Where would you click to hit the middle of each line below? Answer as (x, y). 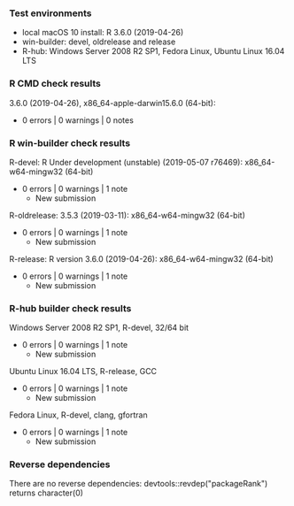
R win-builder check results (70, 142)
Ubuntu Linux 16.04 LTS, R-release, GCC (83, 372)
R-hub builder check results (70, 308)
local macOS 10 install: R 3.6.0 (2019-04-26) (103, 33)
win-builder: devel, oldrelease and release (99, 42)
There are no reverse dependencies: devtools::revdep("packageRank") (139, 484)
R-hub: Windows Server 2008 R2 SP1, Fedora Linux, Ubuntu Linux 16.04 (153, 51)
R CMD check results (55, 84)
